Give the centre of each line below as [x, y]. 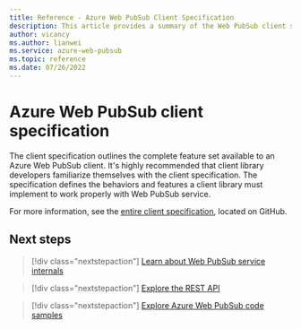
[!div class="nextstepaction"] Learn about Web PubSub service [148, 261]
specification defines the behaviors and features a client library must [136, 184]
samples [47, 315]
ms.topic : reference [48, 59]
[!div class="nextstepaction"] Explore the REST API [125, 288]
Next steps [40, 240]
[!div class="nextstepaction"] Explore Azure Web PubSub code [147, 305]
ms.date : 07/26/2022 [48, 68]
